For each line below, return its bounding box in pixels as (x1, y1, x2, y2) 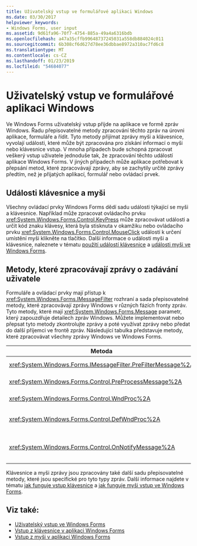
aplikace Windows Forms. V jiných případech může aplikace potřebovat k (6, 158, 184, 166)
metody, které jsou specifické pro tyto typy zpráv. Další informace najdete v (6, 475, 189, 482)
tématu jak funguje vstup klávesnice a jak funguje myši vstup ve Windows (6, 481, 185, 489)
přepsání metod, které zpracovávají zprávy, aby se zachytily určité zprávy (6, 164, 184, 171)
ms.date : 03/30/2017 (6, 14, 57, 20)
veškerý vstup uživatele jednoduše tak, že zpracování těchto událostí (6, 152, 174, 159)
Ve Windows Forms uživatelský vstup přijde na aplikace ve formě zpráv (6, 121, 179, 128)
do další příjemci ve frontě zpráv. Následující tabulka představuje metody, (6, 326, 184, 333)
